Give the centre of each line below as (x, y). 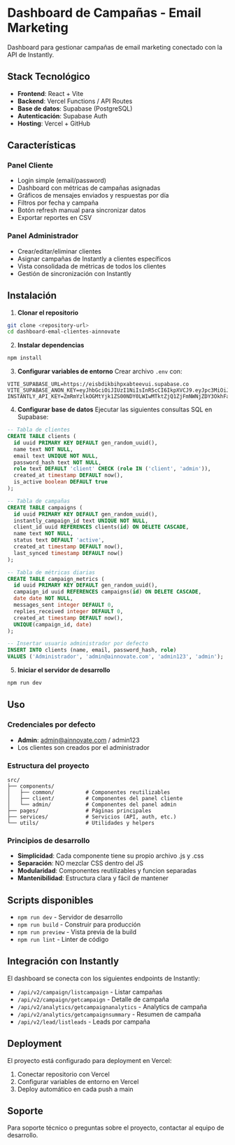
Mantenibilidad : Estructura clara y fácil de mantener (93, 878)
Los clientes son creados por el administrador (83, 747)
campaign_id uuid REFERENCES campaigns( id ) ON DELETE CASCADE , (107, 592)
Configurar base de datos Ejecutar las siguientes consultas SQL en (115, 410)
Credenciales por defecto (51, 725)
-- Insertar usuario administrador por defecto (78, 644)
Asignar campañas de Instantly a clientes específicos (94, 259)
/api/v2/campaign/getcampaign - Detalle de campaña (93, 999)
